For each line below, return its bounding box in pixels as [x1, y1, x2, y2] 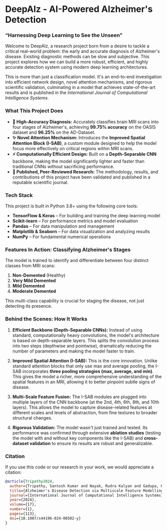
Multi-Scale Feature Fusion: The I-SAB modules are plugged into [12, 394, 147, 400]
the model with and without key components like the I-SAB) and [12, 435, 143, 441]
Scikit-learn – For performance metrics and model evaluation [12, 218, 138, 224]
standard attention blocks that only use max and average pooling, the [12, 363, 155, 369]
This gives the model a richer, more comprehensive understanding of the [12, 373, 162, 379]
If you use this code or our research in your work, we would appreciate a [5, 464, 154, 470]
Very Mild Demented [12, 277, 56, 284]
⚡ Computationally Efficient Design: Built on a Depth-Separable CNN [12, 151, 157, 157]
